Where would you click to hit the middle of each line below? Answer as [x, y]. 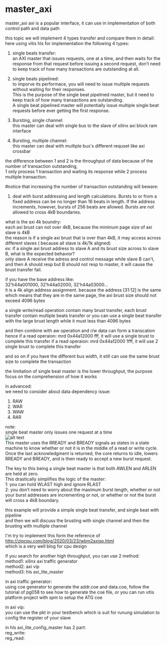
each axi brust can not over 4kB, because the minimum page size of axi [79, 227]
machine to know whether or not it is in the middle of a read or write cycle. [82, 448]
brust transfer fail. [24, 269]
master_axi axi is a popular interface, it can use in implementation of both [80, 23]
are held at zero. [22, 473]
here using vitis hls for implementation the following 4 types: [67, 43]
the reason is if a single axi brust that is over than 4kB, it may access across [83, 237]
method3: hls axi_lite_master [34, 571]
